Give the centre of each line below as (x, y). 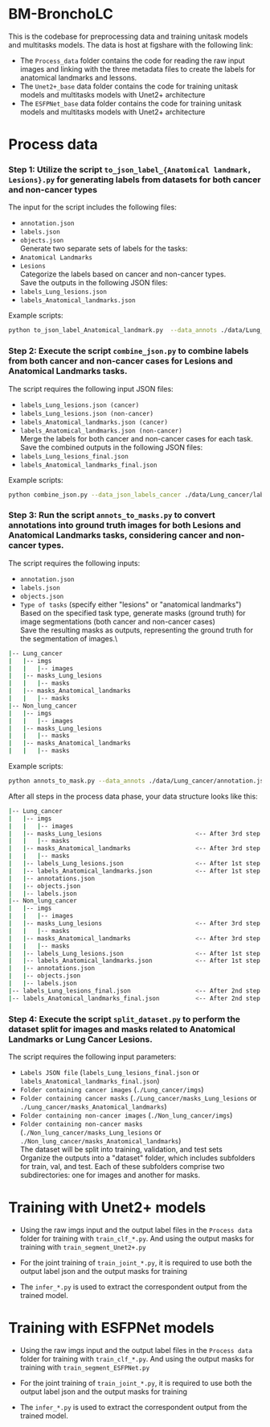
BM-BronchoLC (61, 14)
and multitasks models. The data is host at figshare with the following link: (131, 44)
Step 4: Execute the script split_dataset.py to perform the (125, 1018)
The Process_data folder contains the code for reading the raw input (132, 60)
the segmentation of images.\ (69, 638)
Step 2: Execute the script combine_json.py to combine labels (129, 351)
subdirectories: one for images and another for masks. (110, 1175)
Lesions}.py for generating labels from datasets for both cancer (135, 180)
